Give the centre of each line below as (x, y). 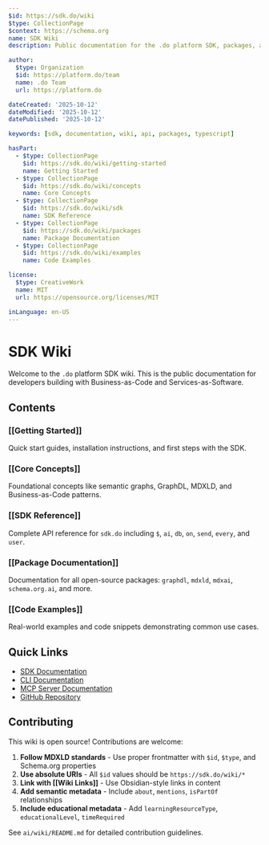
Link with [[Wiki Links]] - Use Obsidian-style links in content (120, 782)
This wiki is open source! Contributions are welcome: (96, 741)
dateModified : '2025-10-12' (55, 112)
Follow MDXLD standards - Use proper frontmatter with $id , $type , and (138, 757)
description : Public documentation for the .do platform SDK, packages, (132, 46)
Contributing (41, 723)
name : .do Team (41, 82)
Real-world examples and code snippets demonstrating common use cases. (134, 627)
